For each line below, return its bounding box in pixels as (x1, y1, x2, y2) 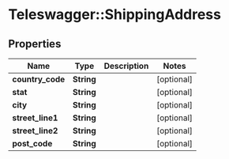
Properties (8, 37, 62, 51)
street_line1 (12, 112, 58, 123)
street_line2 (12, 125, 58, 136)
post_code (12, 138, 53, 149)
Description (103, 61, 149, 71)
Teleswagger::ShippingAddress (8, 6, 221, 24)
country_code (12, 74, 66, 85)
